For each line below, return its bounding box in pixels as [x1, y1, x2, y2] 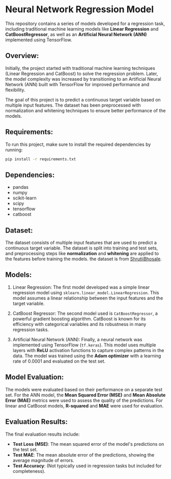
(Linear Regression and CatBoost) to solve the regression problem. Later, [5, 70, 158, 77]
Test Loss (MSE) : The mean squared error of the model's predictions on [12, 441, 164, 447]
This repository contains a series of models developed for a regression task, [5, 20, 165, 27]
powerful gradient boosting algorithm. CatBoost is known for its [12, 315, 146, 322]
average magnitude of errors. [12, 457, 75, 463]
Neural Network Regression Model [5, 4, 154, 15]
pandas [12, 184, 29, 190]
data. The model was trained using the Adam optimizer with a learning [12, 352, 161, 359]
